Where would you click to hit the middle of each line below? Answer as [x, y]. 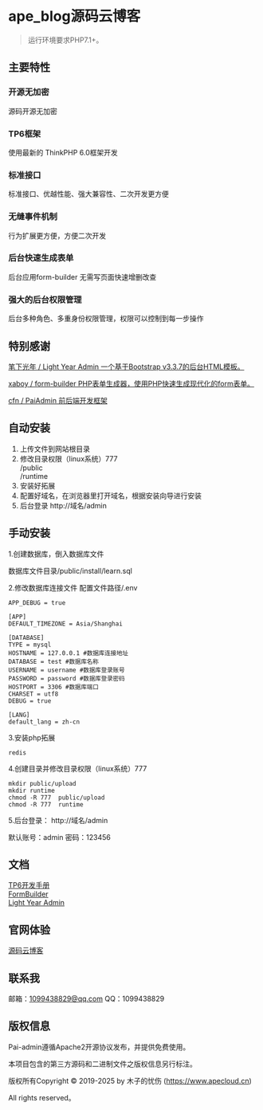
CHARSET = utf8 [33, 694]
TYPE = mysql [30, 645]
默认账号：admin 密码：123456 [60, 837]
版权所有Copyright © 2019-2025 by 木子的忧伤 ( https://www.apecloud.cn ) [130, 1081]
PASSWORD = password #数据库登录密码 [67, 678]
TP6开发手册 [29, 885]
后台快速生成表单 [41, 258]
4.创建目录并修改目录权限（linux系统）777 [78, 768]
